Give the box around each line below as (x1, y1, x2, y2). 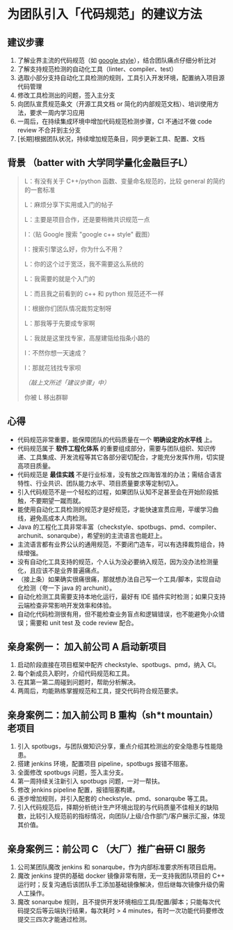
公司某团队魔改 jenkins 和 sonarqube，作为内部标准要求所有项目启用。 (17, 863, 220, 871)
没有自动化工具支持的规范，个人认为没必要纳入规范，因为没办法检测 (17, 557, 213, 566)
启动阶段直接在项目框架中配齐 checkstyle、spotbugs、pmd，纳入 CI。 (17, 661, 220, 669)
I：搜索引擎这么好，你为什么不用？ (24, 245, 124, 253)
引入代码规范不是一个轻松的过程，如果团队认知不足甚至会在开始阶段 (17, 488, 213, 496)
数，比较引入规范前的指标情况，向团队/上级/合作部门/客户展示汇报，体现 (17, 812, 225, 820)
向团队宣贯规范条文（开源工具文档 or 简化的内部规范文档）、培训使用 (17, 100, 214, 108)
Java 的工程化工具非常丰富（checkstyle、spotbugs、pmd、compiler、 (17, 523, 220, 531)
